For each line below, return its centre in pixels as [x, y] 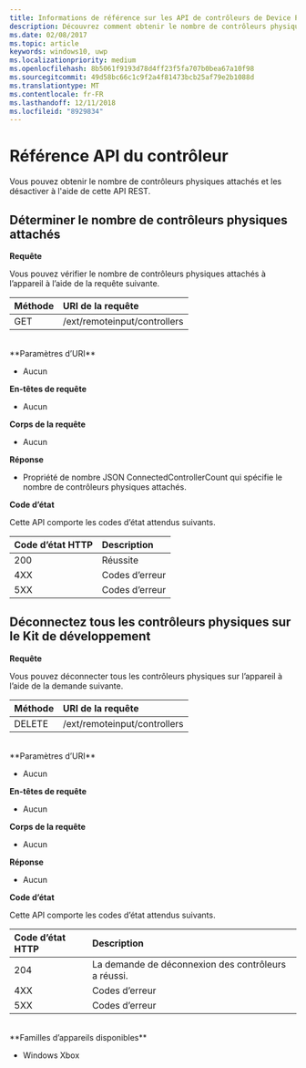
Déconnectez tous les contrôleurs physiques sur [150, 622]
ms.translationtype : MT [55, 86]
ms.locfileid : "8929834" [56, 111]
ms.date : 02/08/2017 [49, 35]
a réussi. [111, 975]
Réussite [120, 560]
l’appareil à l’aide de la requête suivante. [85, 283]
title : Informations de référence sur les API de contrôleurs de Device [150, 18]
